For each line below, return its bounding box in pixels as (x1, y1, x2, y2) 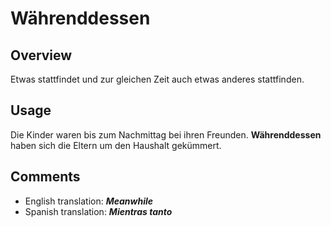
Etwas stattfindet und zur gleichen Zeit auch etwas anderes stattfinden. (10, 73, 305, 85)
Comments (10, 168, 81, 186)
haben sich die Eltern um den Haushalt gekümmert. (10, 139, 222, 151)
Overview (10, 47, 73, 64)
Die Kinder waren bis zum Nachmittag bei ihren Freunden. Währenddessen (10, 128, 322, 141)
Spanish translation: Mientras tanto (24, 205, 173, 217)
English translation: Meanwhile (24, 195, 154, 207)
